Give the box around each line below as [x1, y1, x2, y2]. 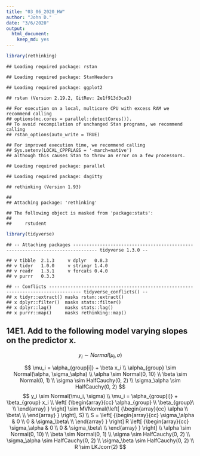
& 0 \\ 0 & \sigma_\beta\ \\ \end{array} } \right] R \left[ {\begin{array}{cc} [11, 418, 189, 425]
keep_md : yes [17, 36, 50, 42]
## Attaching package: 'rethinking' [6, 200, 97, 206]
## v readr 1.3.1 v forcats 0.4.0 [6, 268, 109, 274]
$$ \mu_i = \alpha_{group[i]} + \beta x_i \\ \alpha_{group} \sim [24, 364, 177, 371]
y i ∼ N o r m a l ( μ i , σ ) [78, 351, 122, 360]
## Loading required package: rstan [6, 63, 97, 69]
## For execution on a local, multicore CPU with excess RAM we [6, 105, 170, 111]
